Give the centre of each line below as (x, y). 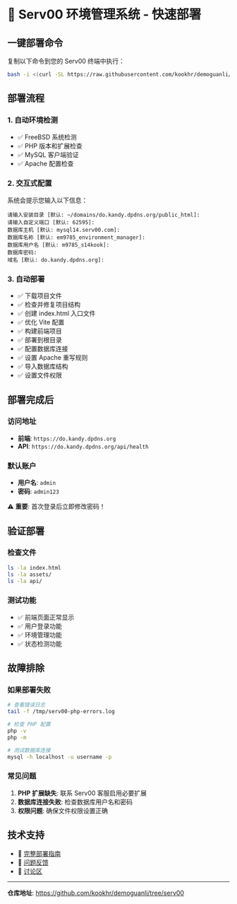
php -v (17, 731)
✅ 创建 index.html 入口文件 (56, 313)
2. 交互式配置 (30, 183)
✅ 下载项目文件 (39, 296)
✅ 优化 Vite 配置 (41, 322)
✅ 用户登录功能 (39, 626)
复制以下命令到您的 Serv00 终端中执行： (66, 61)
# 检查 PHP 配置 (29, 724)
